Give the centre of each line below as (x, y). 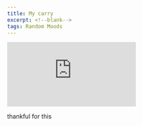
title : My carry (30, 13)
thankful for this (29, 116)
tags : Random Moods (35, 26)
